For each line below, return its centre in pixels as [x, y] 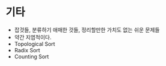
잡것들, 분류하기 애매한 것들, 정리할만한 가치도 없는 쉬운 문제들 [87, 30]
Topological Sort [34, 44]
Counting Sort [31, 56]
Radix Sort [27, 50]
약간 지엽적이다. [33, 37]
